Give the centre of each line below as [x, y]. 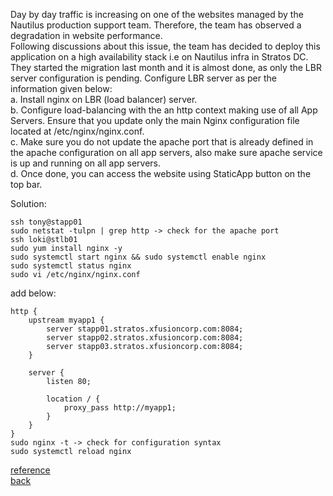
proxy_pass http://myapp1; [120, 408]
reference [30, 470]
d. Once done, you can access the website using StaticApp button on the [161, 173]
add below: [33, 293]
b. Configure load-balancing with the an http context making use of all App [164, 110]
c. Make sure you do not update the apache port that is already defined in [162, 142]
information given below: [61, 88]
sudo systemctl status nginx [71, 266]
